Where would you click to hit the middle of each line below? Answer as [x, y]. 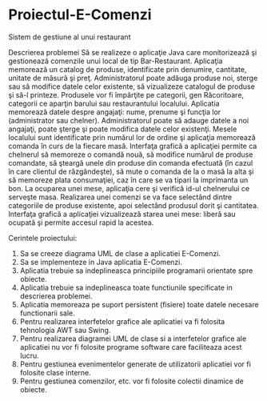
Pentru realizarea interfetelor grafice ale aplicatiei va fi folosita [122, 321]
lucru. [30, 355]
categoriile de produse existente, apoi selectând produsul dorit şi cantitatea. [133, 205]
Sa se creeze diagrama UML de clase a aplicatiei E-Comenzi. [120, 253]
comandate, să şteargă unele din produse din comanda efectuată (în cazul [131, 162]
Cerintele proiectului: [43, 238]
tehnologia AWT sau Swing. [65, 330]
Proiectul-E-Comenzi [80, 15]
